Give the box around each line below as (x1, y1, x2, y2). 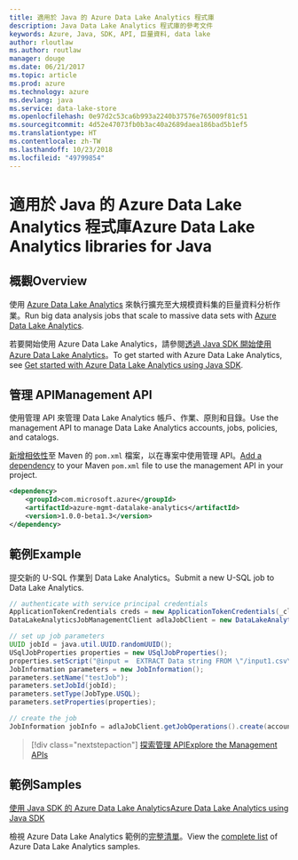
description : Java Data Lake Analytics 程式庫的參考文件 (9, 21, 214, 30)
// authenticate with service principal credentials (9, 599, 208, 609)
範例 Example (9, 547, 82, 562)
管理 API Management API (9, 387, 153, 402)
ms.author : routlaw (9, 46, 82, 55)
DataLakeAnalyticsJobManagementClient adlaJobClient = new (9, 616, 232, 625)
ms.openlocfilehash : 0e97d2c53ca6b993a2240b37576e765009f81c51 (9, 112, 248, 121)
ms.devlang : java (9, 95, 74, 105)
